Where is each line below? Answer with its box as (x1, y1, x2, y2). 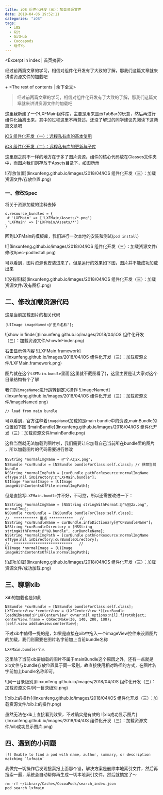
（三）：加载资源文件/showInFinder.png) (5, 337, 84, 343)
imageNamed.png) (11, 399, 49, 405)
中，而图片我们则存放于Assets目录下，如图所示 (5, 160, 99, 166)
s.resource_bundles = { (5, 211, 53, 216)
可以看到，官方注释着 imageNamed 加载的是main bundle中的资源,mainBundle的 (5, 417, 157, 423)
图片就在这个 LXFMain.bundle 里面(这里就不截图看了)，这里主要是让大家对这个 (5, 370, 158, 376)
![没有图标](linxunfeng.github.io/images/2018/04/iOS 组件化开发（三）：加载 (5, 276, 156, 282)
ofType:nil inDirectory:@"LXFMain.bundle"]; (5, 475, 97, 480)
